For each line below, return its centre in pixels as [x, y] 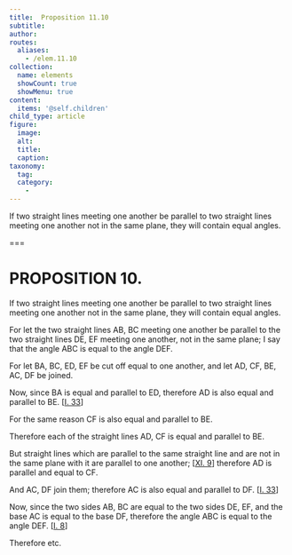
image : [29, 133]
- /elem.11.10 [51, 59]
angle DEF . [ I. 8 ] [39, 526]
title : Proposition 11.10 [59, 17]
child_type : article [47, 116]
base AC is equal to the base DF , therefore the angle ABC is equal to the [141, 516]
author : [24, 34]
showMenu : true [45, 91]
